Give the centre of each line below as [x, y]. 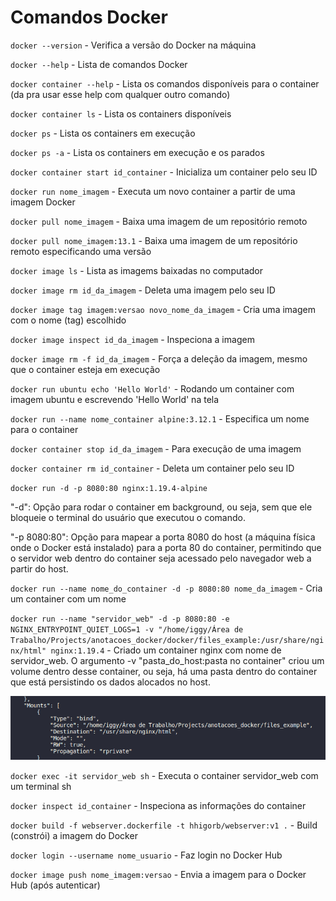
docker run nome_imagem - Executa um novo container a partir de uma [153, 191]
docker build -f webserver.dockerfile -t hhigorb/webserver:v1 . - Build [164, 825]
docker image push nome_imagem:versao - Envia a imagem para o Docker [158, 875]
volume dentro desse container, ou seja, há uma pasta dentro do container [164, 671]
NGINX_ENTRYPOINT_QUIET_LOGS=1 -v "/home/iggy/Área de [127, 629]
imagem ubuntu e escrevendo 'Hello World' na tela [115, 399]
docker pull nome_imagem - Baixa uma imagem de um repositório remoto [159, 221]
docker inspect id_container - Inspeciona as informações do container [158, 806]
